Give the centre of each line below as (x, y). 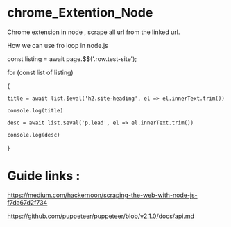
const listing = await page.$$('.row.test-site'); (72, 59)
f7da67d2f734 (27, 202)
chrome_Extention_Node (80, 13)
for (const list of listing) (41, 72)
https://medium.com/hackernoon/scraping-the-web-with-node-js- (102, 195)
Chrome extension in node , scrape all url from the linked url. (94, 32)
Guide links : (44, 176)
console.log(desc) (34, 135)
